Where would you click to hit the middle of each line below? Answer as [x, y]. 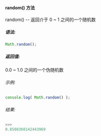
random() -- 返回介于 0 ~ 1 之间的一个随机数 [50, 19]
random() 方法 [20, 7]
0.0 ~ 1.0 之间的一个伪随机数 [34, 70]
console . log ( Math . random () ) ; [38, 97]
